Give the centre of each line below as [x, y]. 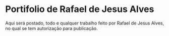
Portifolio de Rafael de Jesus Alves [80, 9]
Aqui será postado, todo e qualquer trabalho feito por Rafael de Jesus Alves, [85, 23]
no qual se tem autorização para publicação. [51, 28]
